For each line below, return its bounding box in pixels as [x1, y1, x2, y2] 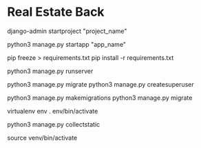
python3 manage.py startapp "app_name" [7, 40, 126, 48]
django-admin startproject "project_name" [7, 27, 127, 35]
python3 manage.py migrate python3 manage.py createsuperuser [7, 80, 194, 88]
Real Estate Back [7, 4, 105, 20]
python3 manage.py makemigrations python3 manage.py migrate [7, 94, 193, 102]
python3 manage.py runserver [7, 67, 94, 75]
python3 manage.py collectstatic [7, 120, 100, 128]
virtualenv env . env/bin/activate [7, 107, 98, 115]
